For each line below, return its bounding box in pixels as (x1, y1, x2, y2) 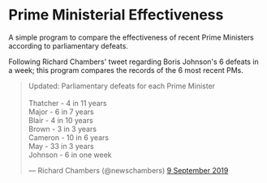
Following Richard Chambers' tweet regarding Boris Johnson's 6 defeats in (8, 57, 260, 66)
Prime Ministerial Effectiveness (8, 6, 224, 24)
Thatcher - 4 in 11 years (28, 98, 107, 108)
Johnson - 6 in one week (28, 150, 112, 160)
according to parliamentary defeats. (8, 40, 128, 50)
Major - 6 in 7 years (28, 107, 95, 117)
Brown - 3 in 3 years (28, 124, 97, 134)
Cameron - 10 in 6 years (28, 132, 110, 143)
